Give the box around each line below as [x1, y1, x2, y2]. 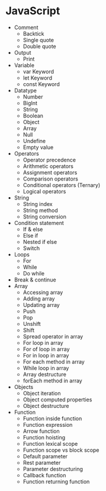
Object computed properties [23, 396, 92, 403]
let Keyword [23, 74, 53, 81]
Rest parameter [23, 459, 61, 466]
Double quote [23, 43, 57, 50]
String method [23, 207, 58, 214]
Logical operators [23, 188, 66, 195]
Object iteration [23, 389, 61, 397]
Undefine [23, 137, 46, 144]
